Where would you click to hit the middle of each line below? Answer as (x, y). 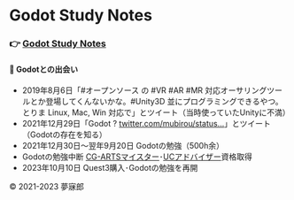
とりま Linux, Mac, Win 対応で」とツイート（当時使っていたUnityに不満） (156, 112)
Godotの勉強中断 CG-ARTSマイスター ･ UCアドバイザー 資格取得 (137, 157)
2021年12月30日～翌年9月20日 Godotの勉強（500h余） (123, 146)
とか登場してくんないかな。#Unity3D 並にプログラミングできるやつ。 (156, 102)
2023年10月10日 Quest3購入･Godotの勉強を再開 (110, 168)
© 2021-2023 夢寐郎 (46, 187)
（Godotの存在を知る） (65, 135)
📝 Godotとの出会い (43, 69)
